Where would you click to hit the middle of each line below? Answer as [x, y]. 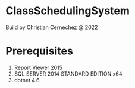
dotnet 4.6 [27, 80]
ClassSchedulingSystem [68, 11]
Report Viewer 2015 [38, 67]
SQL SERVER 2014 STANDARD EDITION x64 [68, 74]
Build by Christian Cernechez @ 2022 [52, 27]
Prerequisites [40, 51]
